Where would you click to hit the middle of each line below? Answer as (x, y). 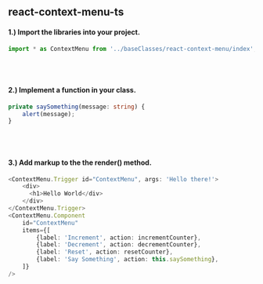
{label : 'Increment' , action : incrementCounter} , (119, 238)
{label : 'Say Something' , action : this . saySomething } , (128, 260)
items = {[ (36, 230)
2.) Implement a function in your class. (72, 90)
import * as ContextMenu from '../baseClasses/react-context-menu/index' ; (133, 49)
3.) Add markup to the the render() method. (80, 162)
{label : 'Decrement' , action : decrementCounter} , (119, 245)
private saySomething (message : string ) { (77, 107)
